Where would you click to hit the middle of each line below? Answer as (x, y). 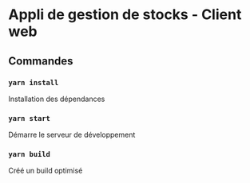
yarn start (29, 118)
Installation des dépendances (57, 99)
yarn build (29, 154)
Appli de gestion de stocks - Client (125, 15)
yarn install (34, 82)
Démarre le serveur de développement (72, 135)
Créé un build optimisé (46, 171)
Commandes (41, 61)
